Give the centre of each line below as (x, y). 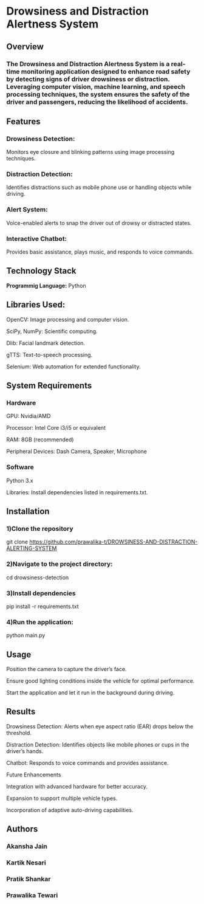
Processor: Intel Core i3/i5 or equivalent (56, 428)
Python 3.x (20, 480)
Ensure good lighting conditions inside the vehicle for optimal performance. (100, 681)
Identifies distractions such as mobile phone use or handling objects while (99, 187)
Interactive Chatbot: (37, 238)
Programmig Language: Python (46, 285)
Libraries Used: (36, 305)
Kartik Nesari (26, 863)
